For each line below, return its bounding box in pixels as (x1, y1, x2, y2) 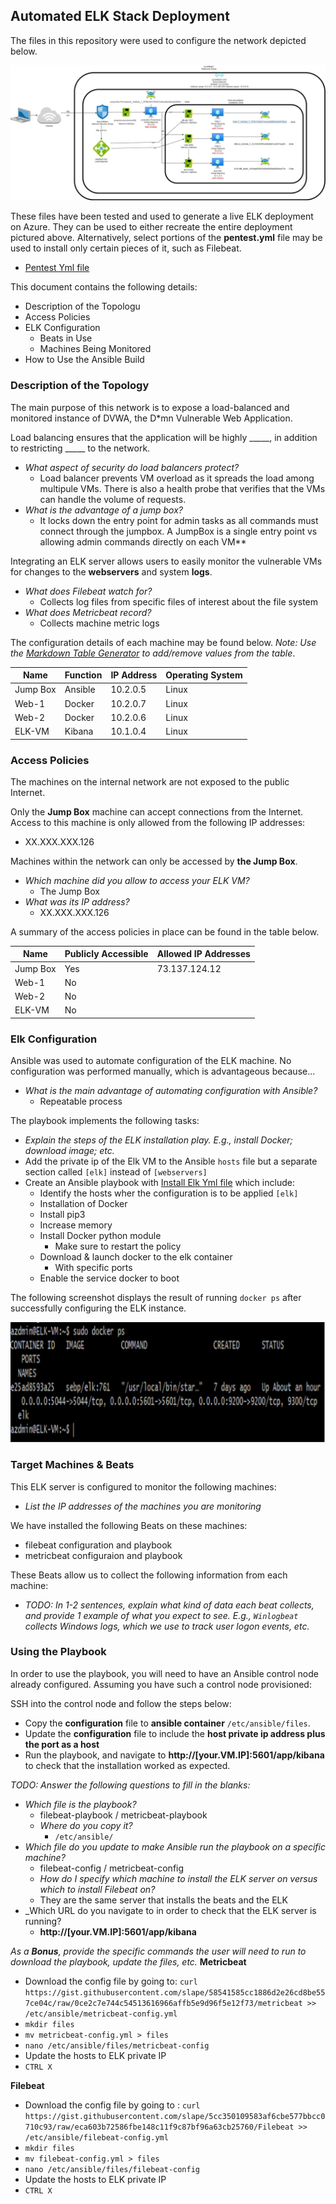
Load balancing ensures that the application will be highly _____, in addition (10, 431, 318, 443)
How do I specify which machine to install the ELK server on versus (39, 1872, 318, 1884)
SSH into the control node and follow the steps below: (10, 1697, 232, 1709)
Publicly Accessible (64, 948, 149, 960)
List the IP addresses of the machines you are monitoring (24, 1500, 262, 1512)
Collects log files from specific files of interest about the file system (39, 595, 319, 608)
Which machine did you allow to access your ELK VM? (24, 874, 250, 886)
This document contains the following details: (10, 281, 198, 293)
